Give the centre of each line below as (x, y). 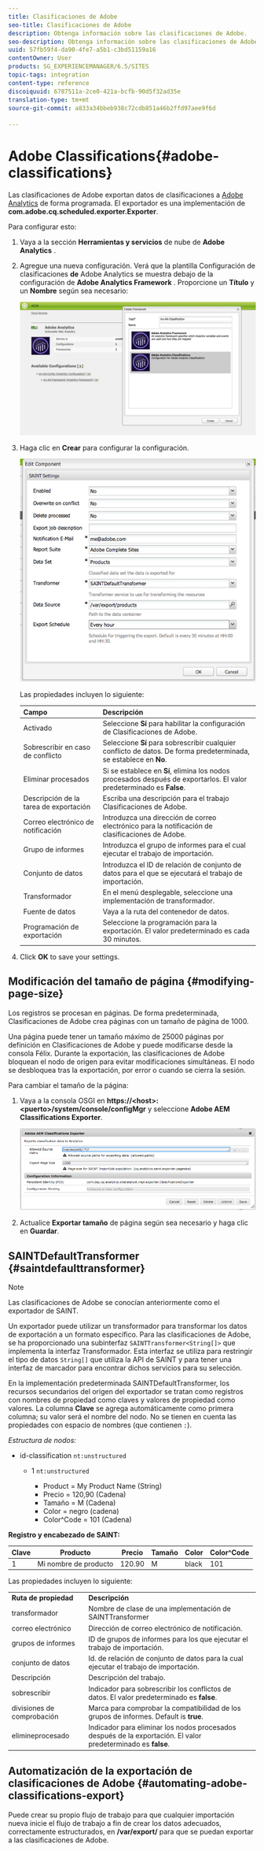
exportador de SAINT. (43, 1311)
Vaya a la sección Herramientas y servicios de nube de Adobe (122, 242)
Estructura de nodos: (42, 1441)
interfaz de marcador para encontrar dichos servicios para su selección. (125, 1368)
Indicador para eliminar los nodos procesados (162, 1727)
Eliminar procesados (56, 779)
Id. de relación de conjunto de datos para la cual (166, 1659)
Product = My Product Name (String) (103, 1486)
